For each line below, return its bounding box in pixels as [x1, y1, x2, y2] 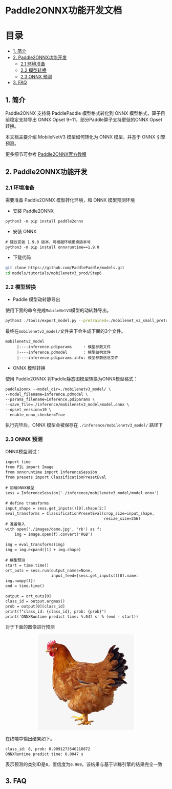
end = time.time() [5, 583, 45, 589]
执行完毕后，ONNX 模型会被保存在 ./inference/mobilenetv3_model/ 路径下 [5, 421, 163, 428]
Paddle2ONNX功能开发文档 [5, 5, 122, 16]
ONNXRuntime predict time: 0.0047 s [5, 752, 83, 757]
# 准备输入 [5, 521, 26, 527]
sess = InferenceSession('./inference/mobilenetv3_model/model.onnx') [5, 490, 159, 495]
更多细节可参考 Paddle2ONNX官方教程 [5, 151, 87, 157]
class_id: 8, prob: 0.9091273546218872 [5, 746, 91, 752]
